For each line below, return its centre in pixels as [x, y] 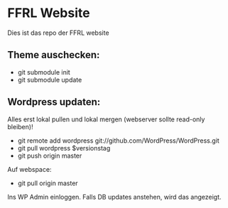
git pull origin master [48, 183]
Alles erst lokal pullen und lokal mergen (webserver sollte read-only [106, 119]
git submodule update [50, 80]
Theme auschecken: [54, 55]
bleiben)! [20, 126]
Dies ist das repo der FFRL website [58, 33]
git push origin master [50, 155]
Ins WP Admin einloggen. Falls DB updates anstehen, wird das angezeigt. [114, 197]
